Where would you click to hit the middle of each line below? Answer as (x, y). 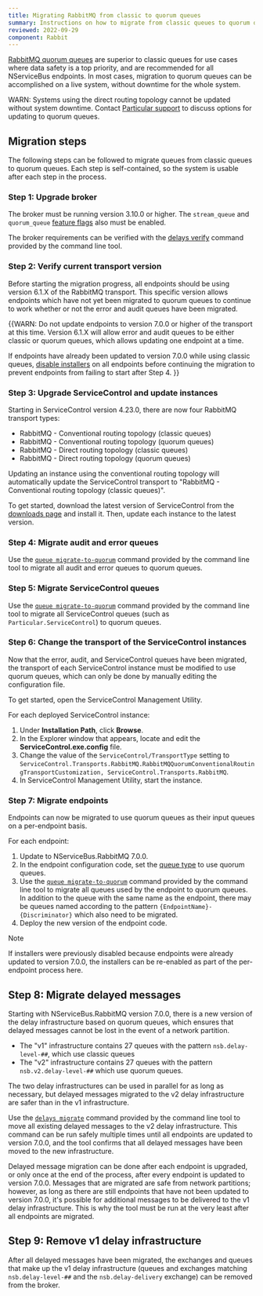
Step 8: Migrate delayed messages (95, 995)
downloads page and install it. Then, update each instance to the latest (122, 513)
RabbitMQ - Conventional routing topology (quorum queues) (117, 441)
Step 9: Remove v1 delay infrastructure (105, 1241)
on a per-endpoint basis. (48, 826)
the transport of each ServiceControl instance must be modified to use (122, 667)
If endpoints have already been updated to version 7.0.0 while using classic (129, 356)
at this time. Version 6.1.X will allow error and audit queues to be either (121, 332)
